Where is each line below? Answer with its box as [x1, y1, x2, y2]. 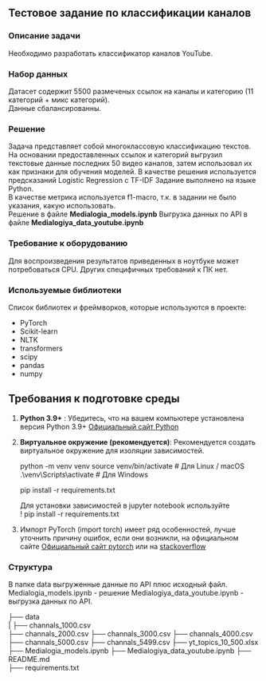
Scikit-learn [19, 327, 58, 336]
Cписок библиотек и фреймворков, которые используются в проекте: [8, 303, 247, 312]
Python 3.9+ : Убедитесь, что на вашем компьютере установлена [19, 413, 244, 422]
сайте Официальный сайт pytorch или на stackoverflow [19, 541, 206, 551]
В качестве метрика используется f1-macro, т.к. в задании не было [8, 192, 237, 202]
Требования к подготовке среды [8, 392, 180, 406]
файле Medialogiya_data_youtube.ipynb [8, 218, 144, 228]
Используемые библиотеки [8, 284, 122, 295]
